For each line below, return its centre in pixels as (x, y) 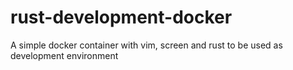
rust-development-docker (121, 17)
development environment (64, 55)
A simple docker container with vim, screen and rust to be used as (146, 45)
